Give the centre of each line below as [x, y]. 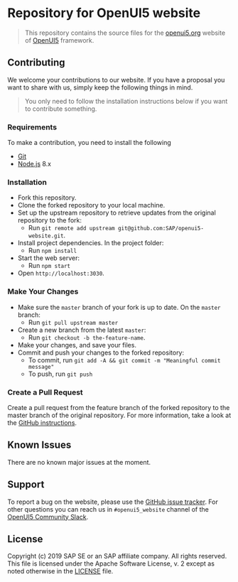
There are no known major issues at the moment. [79, 462]
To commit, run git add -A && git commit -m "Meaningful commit [124, 360]
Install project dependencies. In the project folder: [91, 243]
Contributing [36, 63]
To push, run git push [60, 374]
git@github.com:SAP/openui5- [161, 229]
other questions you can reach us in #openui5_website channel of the [108, 509]
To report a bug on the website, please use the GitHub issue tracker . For [113, 502]
